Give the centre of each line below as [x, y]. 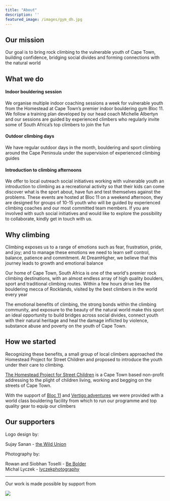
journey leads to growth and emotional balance [54, 263]
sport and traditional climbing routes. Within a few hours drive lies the [78, 284]
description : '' [22, 15]
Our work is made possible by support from [51, 484]
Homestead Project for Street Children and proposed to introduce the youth [84, 359]
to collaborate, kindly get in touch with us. [49, 219]
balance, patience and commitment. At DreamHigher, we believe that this [81, 258]
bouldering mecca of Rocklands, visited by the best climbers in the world [81, 289]
